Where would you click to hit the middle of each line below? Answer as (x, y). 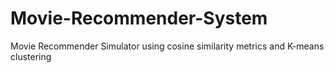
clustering (31, 56)
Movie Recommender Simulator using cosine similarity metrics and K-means (167, 46)
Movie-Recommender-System (139, 18)
